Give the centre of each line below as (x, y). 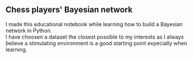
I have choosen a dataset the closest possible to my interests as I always (95, 37)
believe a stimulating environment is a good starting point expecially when (96, 43)
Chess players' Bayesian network (69, 10)
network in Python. (29, 30)
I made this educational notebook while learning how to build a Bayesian (94, 24)
